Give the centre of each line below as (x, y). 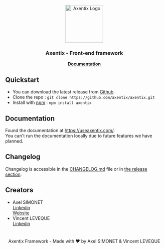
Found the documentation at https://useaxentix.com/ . (60, 130)
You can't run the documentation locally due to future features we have (79, 136)
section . (14, 174)
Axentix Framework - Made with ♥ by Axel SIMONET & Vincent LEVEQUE (84, 241)
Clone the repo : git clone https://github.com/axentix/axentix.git (84, 97)
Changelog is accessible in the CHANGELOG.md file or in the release (76, 169)
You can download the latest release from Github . (64, 92)
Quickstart (22, 80)
